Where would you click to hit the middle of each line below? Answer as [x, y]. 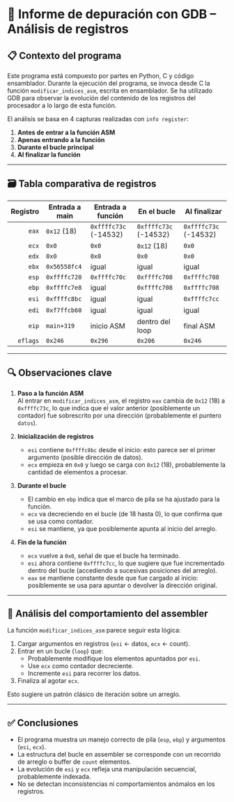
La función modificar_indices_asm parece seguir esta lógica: [94, 631]
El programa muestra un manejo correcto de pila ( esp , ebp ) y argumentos [122, 740]
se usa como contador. [61, 521]
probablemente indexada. [54, 777]
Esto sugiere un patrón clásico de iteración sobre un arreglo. [94, 694]
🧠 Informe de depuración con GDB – [112, 14]
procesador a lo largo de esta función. [62, 105]
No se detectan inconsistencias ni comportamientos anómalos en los [116, 784]
